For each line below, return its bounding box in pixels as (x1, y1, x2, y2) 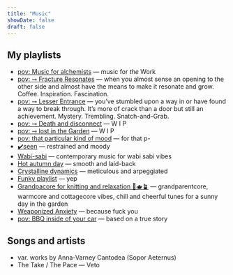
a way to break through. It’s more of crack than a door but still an (17, 105, 204, 113)
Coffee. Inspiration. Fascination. (17, 90, 110, 98)
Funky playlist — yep (17, 174, 78, 183)
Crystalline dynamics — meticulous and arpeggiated (17, 167, 168, 175)
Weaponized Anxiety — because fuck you (17, 207, 138, 216)
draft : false (7, 23, 45, 30)
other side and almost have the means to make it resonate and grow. (17, 82, 214, 91)
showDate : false (7, 17, 54, 24)
